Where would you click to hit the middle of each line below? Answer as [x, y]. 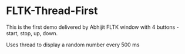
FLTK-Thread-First [52, 11]
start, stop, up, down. [32, 33]
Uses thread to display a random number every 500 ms [73, 45]
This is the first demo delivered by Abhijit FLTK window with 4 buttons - [92, 27]
